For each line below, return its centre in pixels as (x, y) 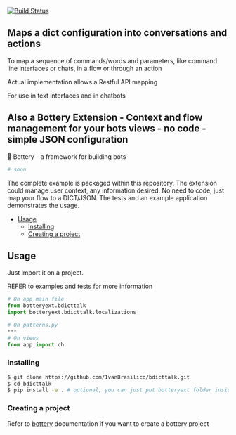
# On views (23, 338)
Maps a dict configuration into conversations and (117, 33)
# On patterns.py (33, 325)
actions (24, 44)
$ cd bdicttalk (29, 384)
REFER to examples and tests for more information (80, 286)
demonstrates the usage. (43, 205)
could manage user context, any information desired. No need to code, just (116, 190)
